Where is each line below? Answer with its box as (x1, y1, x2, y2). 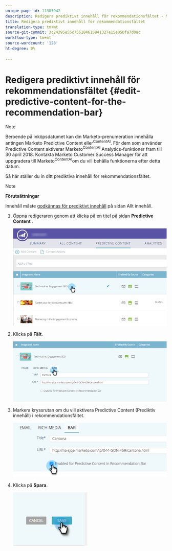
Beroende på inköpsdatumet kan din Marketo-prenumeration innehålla (5, 133, 154, 140)
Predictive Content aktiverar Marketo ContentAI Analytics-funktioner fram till (5, 145, 162, 152)
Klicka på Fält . (12, 331, 44, 337)
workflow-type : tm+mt (5, 35, 52, 40)
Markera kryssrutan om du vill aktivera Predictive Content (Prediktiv (12, 407, 156, 413)
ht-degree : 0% (5, 46, 36, 51)
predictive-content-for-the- (5, 96, 126, 107)
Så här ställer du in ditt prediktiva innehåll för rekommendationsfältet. (5, 173, 151, 179)
